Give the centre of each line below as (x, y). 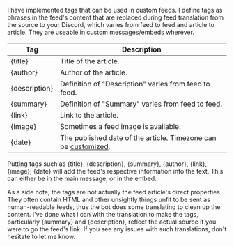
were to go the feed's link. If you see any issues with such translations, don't (117, 229)
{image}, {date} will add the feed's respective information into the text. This (115, 171)
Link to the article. (89, 115)
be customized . (85, 147)
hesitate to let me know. (41, 237)
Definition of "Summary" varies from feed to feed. (141, 104)
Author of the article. (94, 72)
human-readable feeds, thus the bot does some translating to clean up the (114, 207)
